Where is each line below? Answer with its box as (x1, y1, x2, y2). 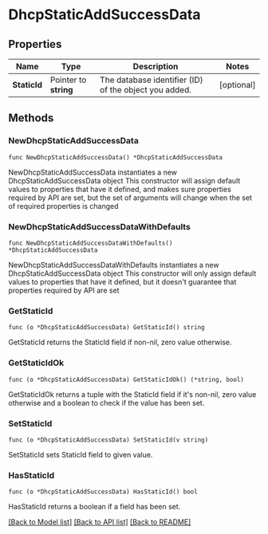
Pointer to (49, 74, 87, 85)
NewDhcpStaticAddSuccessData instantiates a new (8, 167, 178, 177)
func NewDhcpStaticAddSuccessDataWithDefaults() (8, 239, 173, 247)
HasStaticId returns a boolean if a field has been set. (8, 502, 181, 512)
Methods (8, 112, 54, 125)
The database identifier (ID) (99, 74, 203, 85)
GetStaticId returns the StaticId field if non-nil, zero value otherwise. (8, 337, 233, 347)
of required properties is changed (8, 201, 119, 210)
